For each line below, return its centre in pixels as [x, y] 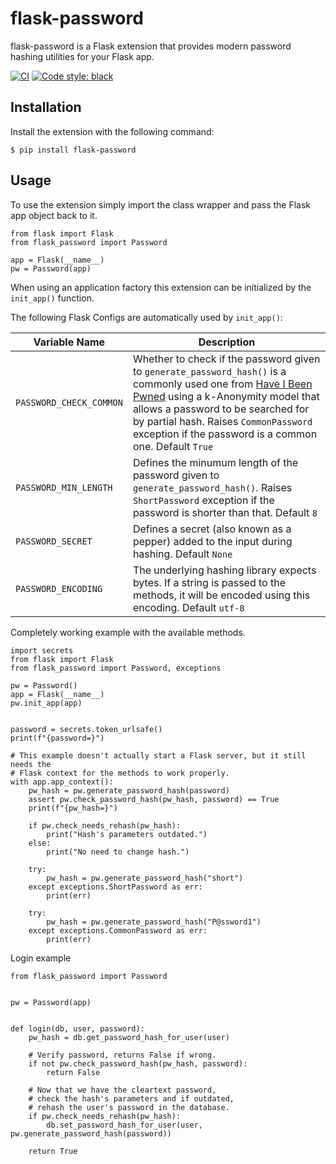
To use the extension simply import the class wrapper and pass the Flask [161, 204]
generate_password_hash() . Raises [212, 487]
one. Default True [173, 446]
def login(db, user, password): [77, 1028]
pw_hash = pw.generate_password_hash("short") [145, 878]
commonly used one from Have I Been [222, 384]
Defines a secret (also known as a [212, 529]
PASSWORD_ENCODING [59, 588]
